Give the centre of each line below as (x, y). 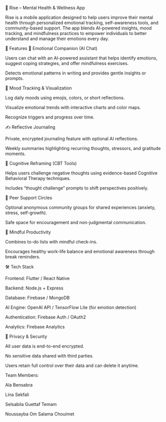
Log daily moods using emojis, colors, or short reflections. (65, 98)
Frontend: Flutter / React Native (37, 278)
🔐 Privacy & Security (26, 336)
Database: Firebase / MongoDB (37, 298)
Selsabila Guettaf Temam (31, 404)
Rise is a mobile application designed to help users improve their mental (79, 17)
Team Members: (22, 375)
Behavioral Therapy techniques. (38, 178)
